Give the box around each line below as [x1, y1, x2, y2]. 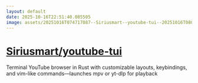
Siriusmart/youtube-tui [6, 44, 123, 58]
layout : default [6, 8, 46, 15]
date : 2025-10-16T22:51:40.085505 [6, 14, 91, 20]
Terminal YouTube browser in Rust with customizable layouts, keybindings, [6, 64, 187, 71]
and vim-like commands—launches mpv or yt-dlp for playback [6, 70, 158, 77]
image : [6, 19, 22, 25]
